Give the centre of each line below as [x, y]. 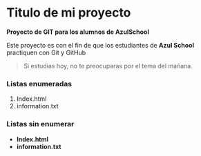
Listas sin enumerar [40, 124]
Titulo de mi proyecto [69, 13]
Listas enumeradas [39, 84]
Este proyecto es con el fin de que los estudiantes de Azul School [100, 45]
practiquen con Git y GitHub [46, 52]
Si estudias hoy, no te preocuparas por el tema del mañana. [108, 66]
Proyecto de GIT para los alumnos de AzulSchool [78, 32]
